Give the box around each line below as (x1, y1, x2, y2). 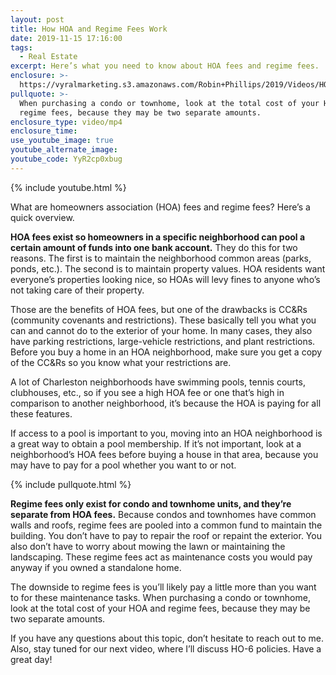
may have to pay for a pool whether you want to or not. (10, 459, 237, 471)
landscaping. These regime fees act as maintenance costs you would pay (10, 551, 313, 563)
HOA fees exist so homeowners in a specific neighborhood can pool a (10, 231, 306, 243)
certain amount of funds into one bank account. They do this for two (10, 241, 298, 253)
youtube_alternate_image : (10, 145, 118, 155)
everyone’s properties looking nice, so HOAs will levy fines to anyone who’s (10, 273, 321, 285)
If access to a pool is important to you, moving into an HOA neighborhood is (10, 427, 323, 439)
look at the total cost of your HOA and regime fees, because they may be (10, 602, 311, 614)
